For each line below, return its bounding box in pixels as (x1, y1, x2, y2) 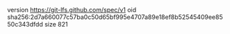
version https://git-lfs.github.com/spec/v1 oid (7, 6, 137, 14)
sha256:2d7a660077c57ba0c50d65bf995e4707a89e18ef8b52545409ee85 (7, 13, 224, 21)
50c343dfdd (7, 20, 43, 28)
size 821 (44, 20, 68, 28)
